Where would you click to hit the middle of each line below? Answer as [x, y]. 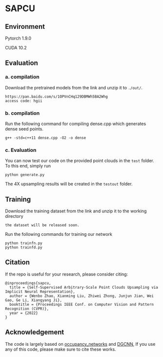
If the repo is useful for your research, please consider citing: [67, 274]
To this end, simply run [28, 166]
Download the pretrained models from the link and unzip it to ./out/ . [74, 87]
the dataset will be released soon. [42, 225]
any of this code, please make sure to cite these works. [61, 349]
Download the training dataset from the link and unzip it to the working [76, 211]
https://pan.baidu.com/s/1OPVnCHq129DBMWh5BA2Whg [57, 96]
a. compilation [22, 77]
